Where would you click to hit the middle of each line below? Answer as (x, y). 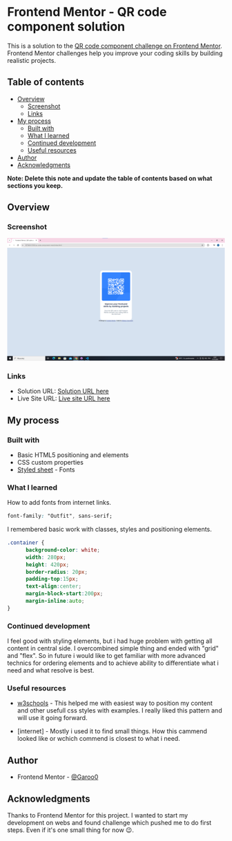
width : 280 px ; (46, 557)
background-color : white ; (62, 550)
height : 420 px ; (47, 564)
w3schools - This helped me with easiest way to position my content (115, 703)
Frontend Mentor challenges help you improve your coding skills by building (115, 53)
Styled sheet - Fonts (46, 470)
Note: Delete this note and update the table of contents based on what (110, 178)
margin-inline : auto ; (55, 601)
